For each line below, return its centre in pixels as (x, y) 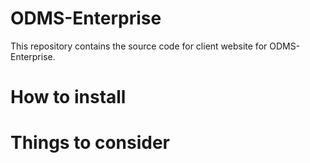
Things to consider (90, 143)
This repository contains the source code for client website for (139, 46)
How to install (68, 97)
